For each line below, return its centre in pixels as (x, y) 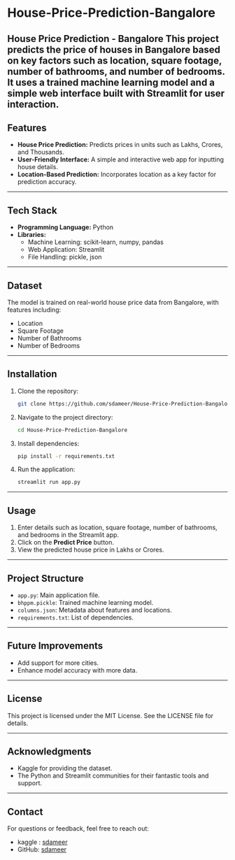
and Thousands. (41, 152)
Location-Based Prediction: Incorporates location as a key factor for (117, 174)
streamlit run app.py (49, 482)
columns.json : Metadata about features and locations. (95, 610)
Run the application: (46, 469)
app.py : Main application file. (58, 595)
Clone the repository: (48, 391)
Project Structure (45, 578)
